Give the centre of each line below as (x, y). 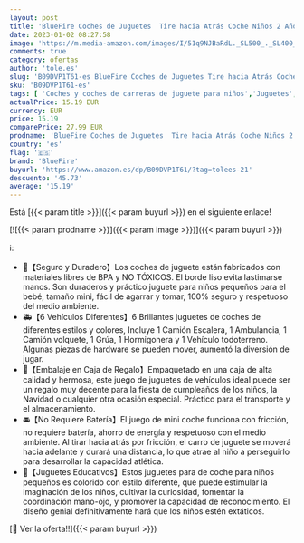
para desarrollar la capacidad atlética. (93, 461)
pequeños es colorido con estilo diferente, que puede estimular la (145, 482)
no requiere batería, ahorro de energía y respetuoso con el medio (144, 432)
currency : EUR (36, 111)
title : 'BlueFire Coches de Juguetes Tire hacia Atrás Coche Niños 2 (145, 26)
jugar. (33, 359)
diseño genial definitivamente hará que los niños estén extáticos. (143, 511)
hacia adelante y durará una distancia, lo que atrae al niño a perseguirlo (156, 452)
